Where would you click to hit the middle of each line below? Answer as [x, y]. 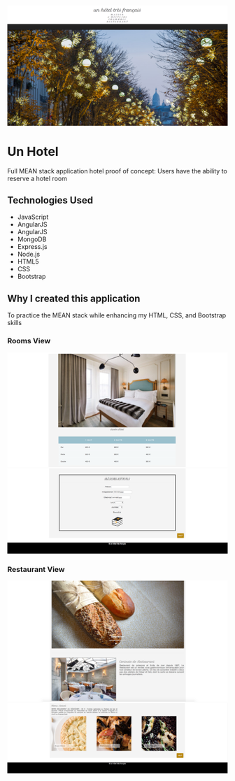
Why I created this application [74, 298]
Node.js [29, 255]
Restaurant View [36, 569]
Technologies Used [50, 200]
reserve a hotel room [37, 178]
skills [15, 323]
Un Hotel [33, 151]
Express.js [32, 247]
